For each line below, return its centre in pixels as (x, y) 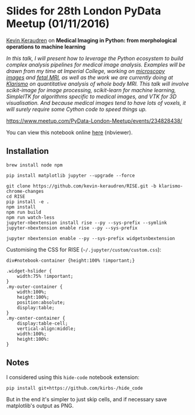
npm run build (24, 212)
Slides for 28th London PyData (84, 11)
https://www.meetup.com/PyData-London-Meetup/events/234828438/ (94, 120)
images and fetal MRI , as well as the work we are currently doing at (90, 77)
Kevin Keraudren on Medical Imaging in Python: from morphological (92, 40)
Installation (28, 151)
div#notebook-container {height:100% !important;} (71, 260)
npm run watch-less (31, 217)
